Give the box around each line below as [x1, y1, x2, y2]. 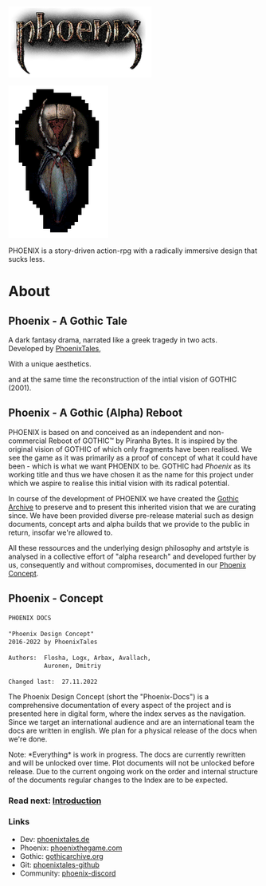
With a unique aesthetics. [8, 359, 92, 369]
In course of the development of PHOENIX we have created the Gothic [8, 493, 239, 503]
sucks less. [8, 255, 45, 263]
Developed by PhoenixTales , [8, 344, 101, 353]
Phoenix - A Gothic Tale [8, 314, 127, 327]
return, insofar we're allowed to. [8, 528, 113, 537]
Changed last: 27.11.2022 [8, 678, 98, 686]
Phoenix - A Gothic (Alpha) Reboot [8, 406, 183, 420]
